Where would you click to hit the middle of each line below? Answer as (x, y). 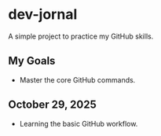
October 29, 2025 (52, 105)
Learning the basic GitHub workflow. (79, 123)
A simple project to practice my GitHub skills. (81, 36)
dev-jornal (43, 15)
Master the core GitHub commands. (77, 79)
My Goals (32, 61)
